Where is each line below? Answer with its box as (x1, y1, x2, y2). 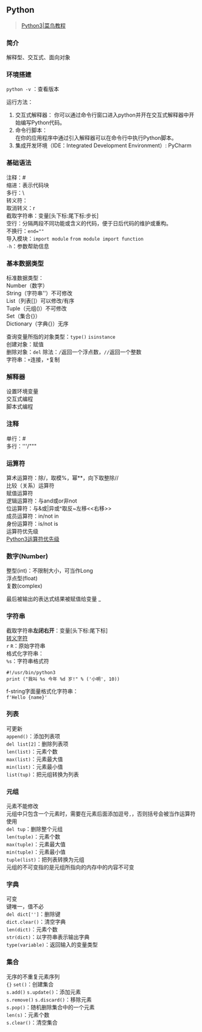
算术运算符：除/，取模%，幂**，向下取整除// (6, 474, 119, 481)
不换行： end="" (6, 227, 44, 234)
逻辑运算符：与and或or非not (6, 497, 77, 504)
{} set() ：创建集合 (6, 980, 54, 988)
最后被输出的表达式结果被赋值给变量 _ (6, 595, 102, 603)
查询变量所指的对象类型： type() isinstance (6, 333, 116, 340)
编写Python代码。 (20, 119, 66, 126)
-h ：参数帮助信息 (6, 242, 50, 250)
